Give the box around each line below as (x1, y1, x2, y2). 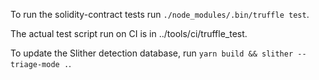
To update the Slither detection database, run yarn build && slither (10, 47, 294, 59)
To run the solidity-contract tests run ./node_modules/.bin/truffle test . (10, 9, 310, 20)
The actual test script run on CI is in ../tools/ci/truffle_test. (10, 28, 248, 39)
